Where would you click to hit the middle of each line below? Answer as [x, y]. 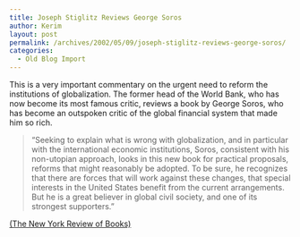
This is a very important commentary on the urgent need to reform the [139, 85]
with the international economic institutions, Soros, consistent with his [160, 149]
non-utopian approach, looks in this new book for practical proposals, [160, 159]
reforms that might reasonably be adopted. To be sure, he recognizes [159, 168]
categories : [31, 51]
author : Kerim [36, 26]
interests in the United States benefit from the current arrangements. [158, 187]
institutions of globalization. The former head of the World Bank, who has [144, 94]
